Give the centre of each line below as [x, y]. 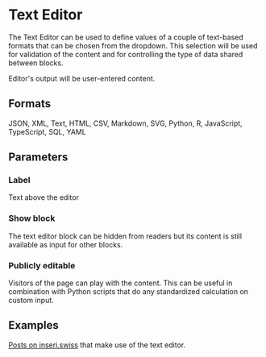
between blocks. [36, 63]
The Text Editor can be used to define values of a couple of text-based [126, 37]
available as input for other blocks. [66, 244]
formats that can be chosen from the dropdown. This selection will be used [133, 45]
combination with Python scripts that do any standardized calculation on [128, 292]
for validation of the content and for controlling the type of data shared [126, 54]
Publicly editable [42, 265]
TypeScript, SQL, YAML [47, 131]
